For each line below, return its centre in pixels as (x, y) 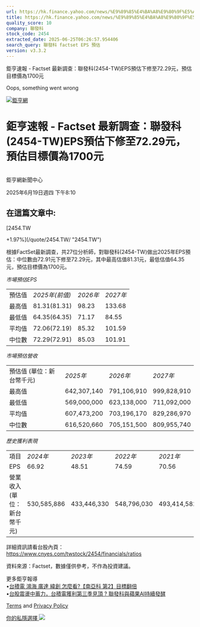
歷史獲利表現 (22, 441)
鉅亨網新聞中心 (24, 179)
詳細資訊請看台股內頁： (35, 547)
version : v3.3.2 (26, 51)
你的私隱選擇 (22, 618)
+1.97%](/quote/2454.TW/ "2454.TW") (54, 239)
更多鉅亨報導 (22, 579)
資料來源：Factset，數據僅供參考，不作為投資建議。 (70, 566)
